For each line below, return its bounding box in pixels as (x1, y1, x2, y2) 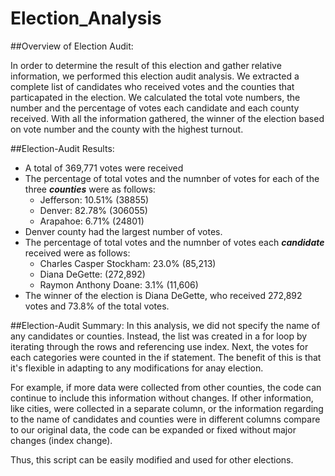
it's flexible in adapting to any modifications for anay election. (10, 362, 264, 374)
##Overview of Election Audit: (10, 40, 134, 52)
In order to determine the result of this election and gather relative (10, 59, 282, 71)
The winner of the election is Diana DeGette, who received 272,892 (24, 289, 303, 301)
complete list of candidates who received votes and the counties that (10, 80, 295, 92)
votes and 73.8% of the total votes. (24, 300, 170, 312)
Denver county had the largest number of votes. (24, 225, 223, 237)
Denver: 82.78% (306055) (39, 204, 148, 216)
